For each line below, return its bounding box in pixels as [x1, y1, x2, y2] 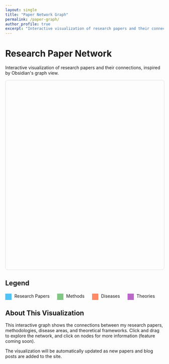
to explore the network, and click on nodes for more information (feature [5, 333, 155, 339]
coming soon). [5, 338, 35, 344]
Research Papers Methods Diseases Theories [14, 293, 155, 299]
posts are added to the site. [5, 353, 62, 359]
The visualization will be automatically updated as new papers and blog [5, 348, 153, 354]
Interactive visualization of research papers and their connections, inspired [5, 65, 160, 71]
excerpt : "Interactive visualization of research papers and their [5, 26, 150, 31]
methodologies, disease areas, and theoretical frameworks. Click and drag [5, 328, 160, 334]
